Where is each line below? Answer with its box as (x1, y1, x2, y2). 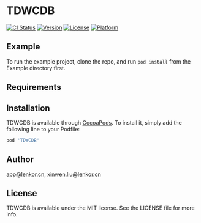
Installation (6, 103, 50, 113)
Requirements (6, 82, 61, 92)
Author (6, 154, 34, 165)
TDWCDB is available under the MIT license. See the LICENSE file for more (6, 204, 195, 211)
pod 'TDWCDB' (6, 137, 40, 144)
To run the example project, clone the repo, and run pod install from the (6, 57, 191, 65)
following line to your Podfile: (6, 125, 80, 133)
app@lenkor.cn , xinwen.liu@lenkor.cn (6, 170, 101, 178)
